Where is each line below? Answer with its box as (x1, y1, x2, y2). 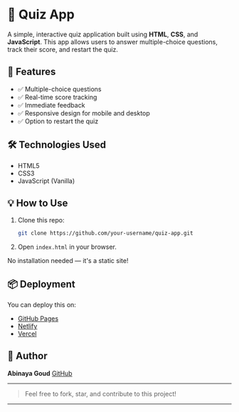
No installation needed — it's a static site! (7, 257, 129, 265)
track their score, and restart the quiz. (7, 45, 119, 53)
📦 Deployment (7, 278, 76, 290)
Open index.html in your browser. (17, 242, 117, 252)
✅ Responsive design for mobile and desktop (17, 108, 151, 117)
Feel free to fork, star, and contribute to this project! (24, 389, 176, 398)
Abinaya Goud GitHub (7, 369, 73, 377)
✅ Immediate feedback (17, 101, 85, 109)
